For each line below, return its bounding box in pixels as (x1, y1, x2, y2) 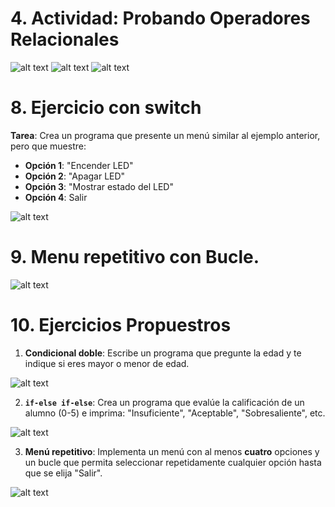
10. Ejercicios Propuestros (10, 314, 232, 336)
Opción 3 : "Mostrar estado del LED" (24, 180, 174, 192)
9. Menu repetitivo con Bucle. (10, 246, 260, 269)
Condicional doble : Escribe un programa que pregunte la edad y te (24, 347, 302, 359)
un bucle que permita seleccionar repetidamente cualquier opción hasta (24, 456, 322, 468)
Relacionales (10, 28, 120, 51)
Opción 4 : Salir (24, 191, 88, 203)
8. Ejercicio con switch (10, 97, 202, 119)
